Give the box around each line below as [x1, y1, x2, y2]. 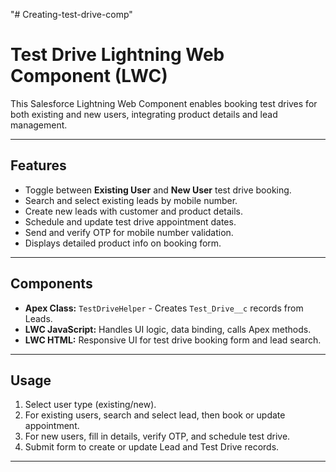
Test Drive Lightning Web [10, 44, 225, 66]
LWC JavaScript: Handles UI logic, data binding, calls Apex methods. [24, 323, 312, 335]
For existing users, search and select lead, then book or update [24, 409, 286, 421]
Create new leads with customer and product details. [24, 205, 244, 217]
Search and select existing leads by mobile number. [24, 194, 238, 206]
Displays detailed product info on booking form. [24, 237, 222, 249]
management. [10, 119, 68, 131]
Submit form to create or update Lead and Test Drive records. [24, 441, 280, 453]
